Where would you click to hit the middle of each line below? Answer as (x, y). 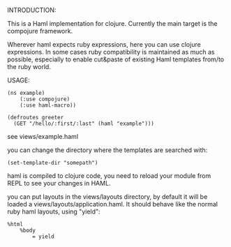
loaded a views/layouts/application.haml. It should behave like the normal (113, 204)
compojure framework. (40, 31)
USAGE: (18, 80)
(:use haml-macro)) (48, 105)
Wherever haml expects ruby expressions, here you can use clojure (104, 44)
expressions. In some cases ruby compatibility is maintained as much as (111, 52)
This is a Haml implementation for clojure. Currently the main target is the (112, 23)
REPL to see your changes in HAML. (59, 183)
